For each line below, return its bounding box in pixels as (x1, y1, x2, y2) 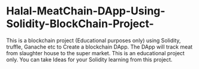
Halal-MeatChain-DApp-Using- (6, 4, 166, 18)
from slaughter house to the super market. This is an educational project (6, 49, 185, 56)
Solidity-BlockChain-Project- (6, 17, 154, 31)
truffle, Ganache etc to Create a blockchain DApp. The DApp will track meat (6, 43, 193, 50)
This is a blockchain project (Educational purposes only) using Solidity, (6, 37, 181, 44)
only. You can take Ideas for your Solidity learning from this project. (6, 56, 173, 63)
